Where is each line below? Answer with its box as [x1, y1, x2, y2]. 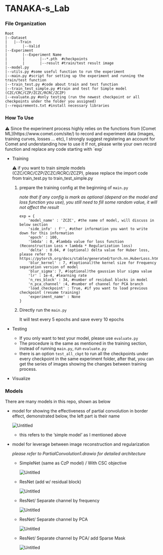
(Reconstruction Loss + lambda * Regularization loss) [19, 243, 132, 248]
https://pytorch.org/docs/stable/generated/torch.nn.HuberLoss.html [19, 256, 161, 261]
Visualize [12, 375, 31, 381]
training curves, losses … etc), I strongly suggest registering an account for [5, 136, 155, 142]
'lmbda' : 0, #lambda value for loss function [28, 239, 124, 244]
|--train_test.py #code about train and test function [5, 82, 118, 87]
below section [19, 222, 48, 227]
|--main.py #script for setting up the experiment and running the [5, 74, 145, 79]
